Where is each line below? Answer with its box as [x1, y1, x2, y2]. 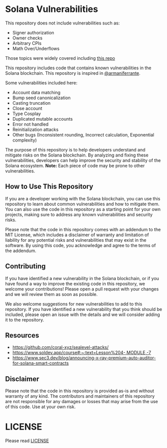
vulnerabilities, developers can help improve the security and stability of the [5, 157, 161, 163]
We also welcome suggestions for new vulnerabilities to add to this [5, 300, 143, 307]
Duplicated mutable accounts [12, 116, 73, 122]
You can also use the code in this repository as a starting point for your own [5, 206, 161, 212]
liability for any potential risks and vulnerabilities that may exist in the [5, 237, 147, 243]
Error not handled [12, 121, 49, 127]
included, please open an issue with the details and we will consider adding [5, 311, 161, 317]
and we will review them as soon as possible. [5, 291, 98, 297]
